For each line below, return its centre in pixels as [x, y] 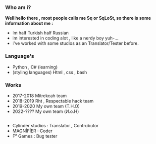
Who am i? [18, 7]
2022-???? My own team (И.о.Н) [46, 111]
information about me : [29, 23]
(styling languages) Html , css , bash [50, 72]
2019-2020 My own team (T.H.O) [46, 106]
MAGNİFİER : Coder [32, 131]
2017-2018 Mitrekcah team [39, 96]
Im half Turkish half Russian [41, 33]
